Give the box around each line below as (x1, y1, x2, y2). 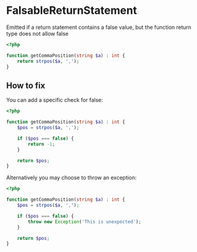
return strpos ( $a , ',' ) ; (17, 58, 80, 64)
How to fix (6, 80, 45, 90)
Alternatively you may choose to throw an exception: (6, 174, 137, 181)
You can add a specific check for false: (6, 96, 104, 104)
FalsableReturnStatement (6, 4, 137, 17)
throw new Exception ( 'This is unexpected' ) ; (28, 218, 142, 225)
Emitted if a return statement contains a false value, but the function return (6, 24, 192, 31)
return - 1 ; (28, 141, 55, 147)
